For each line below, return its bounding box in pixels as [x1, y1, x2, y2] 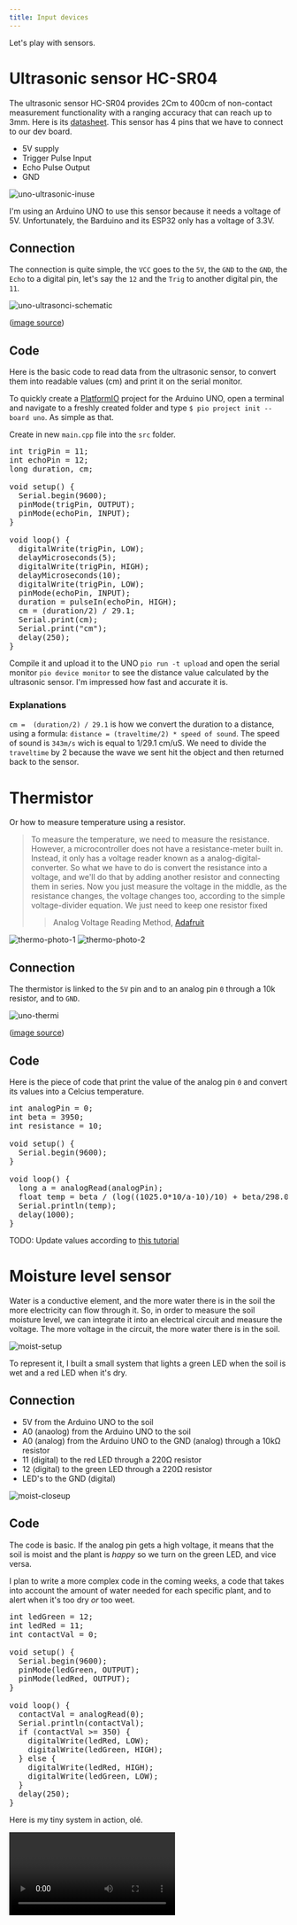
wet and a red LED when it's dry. [9, 1367, 128, 1378]
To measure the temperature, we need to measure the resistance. [30, 834, 270, 845]
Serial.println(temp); [18, 1201, 117, 1211]
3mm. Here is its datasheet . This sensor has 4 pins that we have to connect [9, 116, 284, 127]
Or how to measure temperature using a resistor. [9, 817, 186, 828]
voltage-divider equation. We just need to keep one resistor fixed [30, 900, 268, 911]
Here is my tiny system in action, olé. [9, 1814, 143, 1825]
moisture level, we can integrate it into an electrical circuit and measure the [9, 1313, 283, 1325]
